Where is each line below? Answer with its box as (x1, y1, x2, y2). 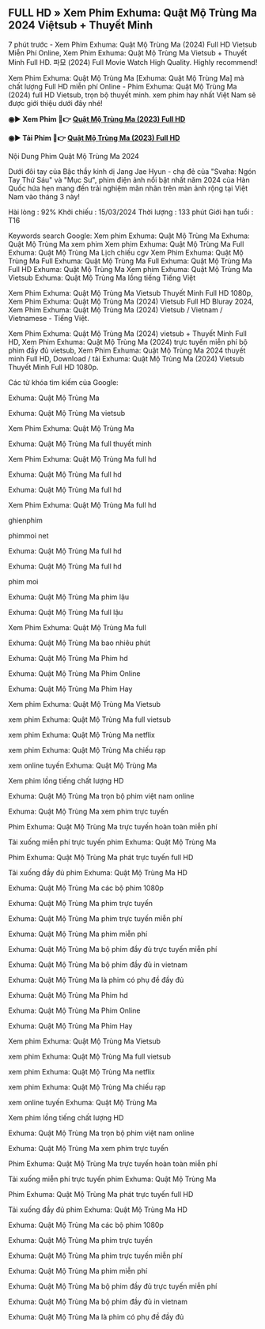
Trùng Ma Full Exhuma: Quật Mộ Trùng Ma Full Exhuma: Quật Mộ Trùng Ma (8, 256, 252, 266)
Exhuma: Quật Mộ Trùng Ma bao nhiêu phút (8, 638, 151, 648)
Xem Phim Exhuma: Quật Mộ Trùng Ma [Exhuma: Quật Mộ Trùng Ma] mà (8, 73, 244, 82)
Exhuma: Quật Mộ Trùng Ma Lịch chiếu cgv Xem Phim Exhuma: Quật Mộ (8, 247, 244, 257)
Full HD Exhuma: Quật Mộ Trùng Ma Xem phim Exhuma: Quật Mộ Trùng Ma (8, 264, 253, 274)
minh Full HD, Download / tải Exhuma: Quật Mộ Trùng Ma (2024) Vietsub (8, 353, 244, 363)
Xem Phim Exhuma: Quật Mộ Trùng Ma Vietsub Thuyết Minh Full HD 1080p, (8, 288, 253, 297)
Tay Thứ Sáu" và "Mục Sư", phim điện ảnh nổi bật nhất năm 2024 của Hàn (8, 175, 251, 184)
